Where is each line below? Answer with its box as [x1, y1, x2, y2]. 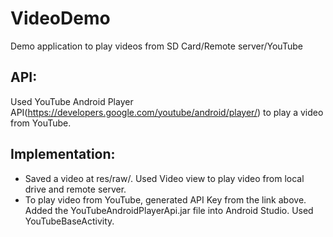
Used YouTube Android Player [10, 95, 134, 107]
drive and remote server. [24, 183, 127, 195]
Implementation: [10, 146, 116, 163]
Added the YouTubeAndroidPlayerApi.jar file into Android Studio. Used [24, 204, 314, 216]
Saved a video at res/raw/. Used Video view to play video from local [24, 172, 305, 184]
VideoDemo [10, 7, 111, 30]
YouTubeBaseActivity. [24, 215, 115, 227]
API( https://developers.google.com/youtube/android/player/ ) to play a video [10, 106, 324, 118]
